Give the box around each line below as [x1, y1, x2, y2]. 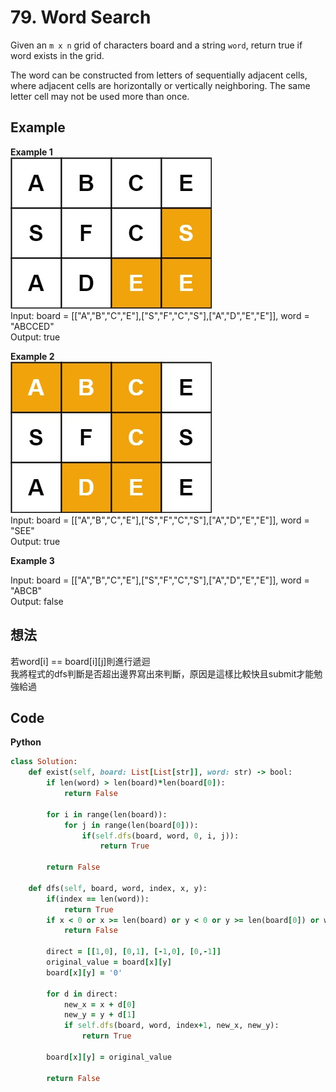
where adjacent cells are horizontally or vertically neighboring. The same [10, 79, 311, 91]
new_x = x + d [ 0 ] [63, 999, 137, 1010]
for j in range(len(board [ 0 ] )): [63, 820, 199, 830]
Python [10, 736, 42, 748]
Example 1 [10, 146, 53, 158]
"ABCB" [10, 584, 43, 596]
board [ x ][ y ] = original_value [46, 1052, 172, 1062]
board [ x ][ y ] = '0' [46, 967, 123, 978]
